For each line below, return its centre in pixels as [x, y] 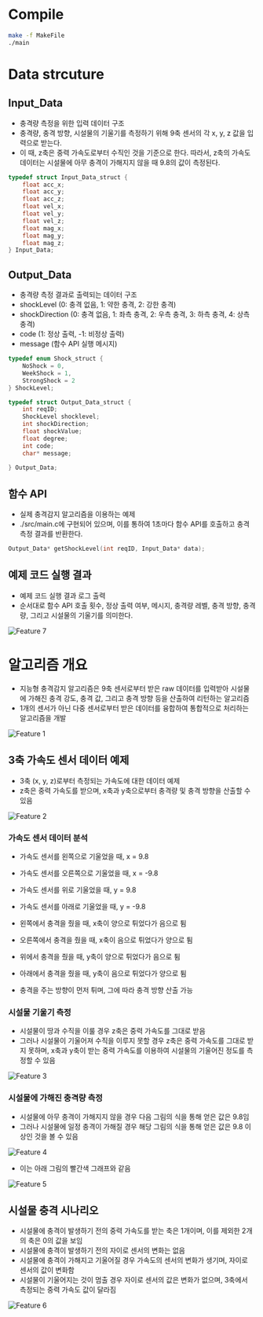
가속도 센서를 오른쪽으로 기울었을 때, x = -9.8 [89, 873]
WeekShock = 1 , [47, 373]
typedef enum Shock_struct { [56, 359]
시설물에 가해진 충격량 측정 [56, 1098]
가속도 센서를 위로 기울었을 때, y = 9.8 [78, 890]
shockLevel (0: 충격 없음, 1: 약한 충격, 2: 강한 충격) [98, 305]
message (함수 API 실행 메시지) [68, 344]
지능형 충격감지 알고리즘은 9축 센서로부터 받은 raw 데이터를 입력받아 [124, 688]
